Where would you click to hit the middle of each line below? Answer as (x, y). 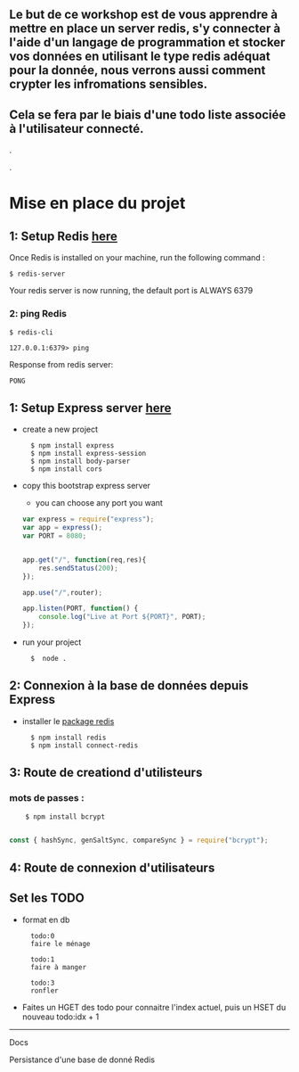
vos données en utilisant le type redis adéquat (140, 57)
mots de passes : (47, 798)
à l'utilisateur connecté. (77, 128)
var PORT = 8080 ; (54, 536)
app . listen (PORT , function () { (80, 609)
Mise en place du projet (97, 203)
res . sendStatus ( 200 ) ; (78, 568)
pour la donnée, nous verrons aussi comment (137, 70)
